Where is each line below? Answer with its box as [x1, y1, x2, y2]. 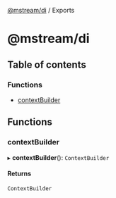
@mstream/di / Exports [7, 6, 75, 14]
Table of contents [7, 58, 86, 70]
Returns [7, 169, 32, 178]
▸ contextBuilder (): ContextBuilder [7, 153, 110, 161]
